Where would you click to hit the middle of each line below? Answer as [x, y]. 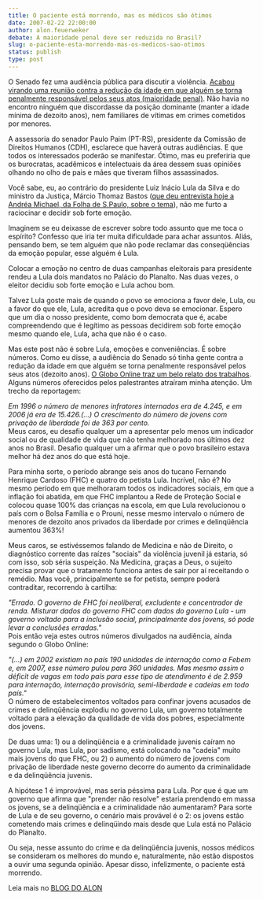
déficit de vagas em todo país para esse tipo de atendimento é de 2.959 [125, 676]
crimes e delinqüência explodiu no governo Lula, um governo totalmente [125, 709]
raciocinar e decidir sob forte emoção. [70, 213]
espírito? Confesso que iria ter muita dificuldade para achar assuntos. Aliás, [130, 236]
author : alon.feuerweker [49, 30]
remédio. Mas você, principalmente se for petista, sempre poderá [114, 579]
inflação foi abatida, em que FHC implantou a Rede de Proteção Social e [125, 496]
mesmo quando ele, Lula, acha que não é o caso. [88, 333]
